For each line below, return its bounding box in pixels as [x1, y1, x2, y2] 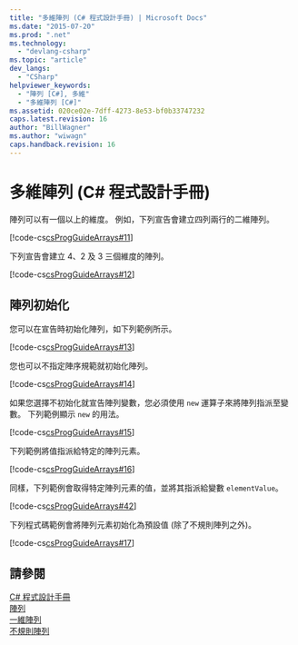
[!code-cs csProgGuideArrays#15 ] [9, 426, 135, 437]
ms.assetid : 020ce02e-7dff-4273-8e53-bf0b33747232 [9, 106, 205, 115]
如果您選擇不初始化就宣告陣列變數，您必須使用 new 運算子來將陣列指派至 [9, 397, 282, 408]
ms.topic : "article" [9, 55, 88, 64]
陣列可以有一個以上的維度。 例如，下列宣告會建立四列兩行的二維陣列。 [9, 213, 274, 224]
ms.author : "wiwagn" [9, 132, 88, 141]
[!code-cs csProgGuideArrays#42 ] [9, 501, 137, 511]
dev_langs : [9, 64, 51, 74]
